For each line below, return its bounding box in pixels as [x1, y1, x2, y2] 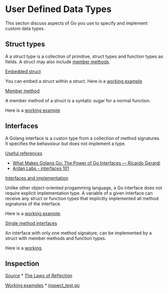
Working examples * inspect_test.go [5, 282, 80, 288]
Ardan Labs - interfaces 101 [12, 165, 69, 171]
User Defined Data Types [5, 4, 112, 15]
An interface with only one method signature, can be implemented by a [5, 230, 152, 236]
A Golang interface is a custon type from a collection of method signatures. [5, 135, 160, 141]
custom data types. [5, 25, 45, 31]
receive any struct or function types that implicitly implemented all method [5, 195, 159, 201]
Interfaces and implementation [5, 175, 69, 181]
